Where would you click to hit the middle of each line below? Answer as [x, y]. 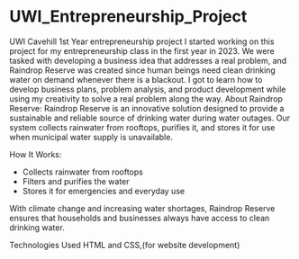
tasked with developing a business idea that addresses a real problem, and [148, 60]
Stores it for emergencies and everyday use [104, 191]
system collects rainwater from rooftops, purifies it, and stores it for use [142, 127]
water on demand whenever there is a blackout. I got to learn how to [136, 79]
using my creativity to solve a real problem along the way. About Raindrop [146, 98]
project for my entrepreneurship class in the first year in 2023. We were [142, 50]
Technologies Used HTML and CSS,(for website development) [125, 245]
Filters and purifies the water [76, 181]
